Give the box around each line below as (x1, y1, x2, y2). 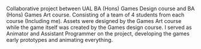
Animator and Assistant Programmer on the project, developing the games (6, 30, 190, 37)
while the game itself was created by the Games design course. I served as (6, 24, 192, 31)
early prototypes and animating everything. (6, 37, 113, 43)
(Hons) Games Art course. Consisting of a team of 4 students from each (6, 11, 185, 18)
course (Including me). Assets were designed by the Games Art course (6, 18, 182, 24)
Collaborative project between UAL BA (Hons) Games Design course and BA (6, 5, 195, 12)
